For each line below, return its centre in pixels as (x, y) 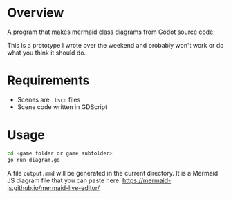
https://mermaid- (147, 180)
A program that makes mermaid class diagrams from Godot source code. (111, 32)
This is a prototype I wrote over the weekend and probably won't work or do (115, 45)
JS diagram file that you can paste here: (64, 180)
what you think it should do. (47, 53)
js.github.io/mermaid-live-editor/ (54, 187)
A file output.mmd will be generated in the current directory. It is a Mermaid (113, 173)
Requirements (48, 80)
